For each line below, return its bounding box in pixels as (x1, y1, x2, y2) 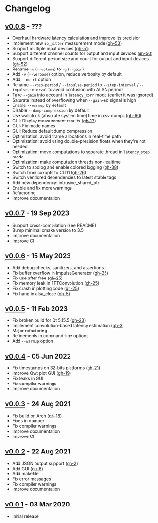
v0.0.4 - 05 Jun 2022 (5, 352, 71, 360)
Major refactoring (12, 328, 47, 333)
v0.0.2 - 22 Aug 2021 (5, 448, 70, 456)
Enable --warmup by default (12, 103, 66, 108)
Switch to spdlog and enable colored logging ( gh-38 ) (12, 164, 119, 170)
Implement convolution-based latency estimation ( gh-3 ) (12, 323, 124, 329)
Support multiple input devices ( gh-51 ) (12, 46, 89, 51)
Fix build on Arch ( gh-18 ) (12, 413, 62, 418)
